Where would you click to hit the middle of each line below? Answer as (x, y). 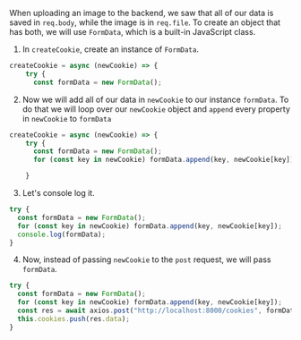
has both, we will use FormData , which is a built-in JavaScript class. (133, 32)
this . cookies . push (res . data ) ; (73, 319)
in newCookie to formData (67, 118)
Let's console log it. (59, 193)
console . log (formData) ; (61, 234)
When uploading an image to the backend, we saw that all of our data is (142, 13)
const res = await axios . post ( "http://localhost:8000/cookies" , (140, 310)
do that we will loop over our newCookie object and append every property (156, 109)
